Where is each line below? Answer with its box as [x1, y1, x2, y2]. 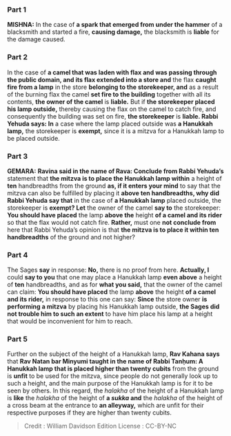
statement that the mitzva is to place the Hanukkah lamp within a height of [7, 174, 222, 182]
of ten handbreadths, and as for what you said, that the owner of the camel [7, 281, 223, 289]
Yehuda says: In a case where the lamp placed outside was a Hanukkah [7, 119, 213, 128]
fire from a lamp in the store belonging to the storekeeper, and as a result [7, 83, 219, 91]
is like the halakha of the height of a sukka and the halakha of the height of [7, 394, 223, 402]
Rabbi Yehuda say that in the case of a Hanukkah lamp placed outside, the [7, 196, 222, 204]
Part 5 [7, 335, 28, 344]
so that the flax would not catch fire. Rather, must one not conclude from [7, 218, 217, 226]
